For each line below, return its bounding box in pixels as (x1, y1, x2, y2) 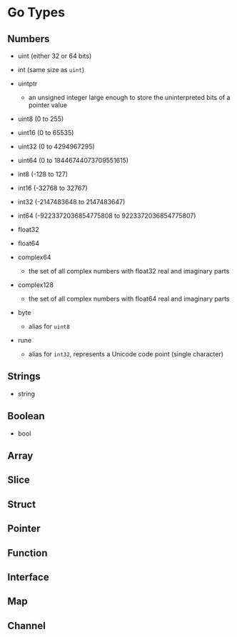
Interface (7, 571, 49, 583)
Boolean (7, 410, 45, 422)
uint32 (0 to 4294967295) (17, 142, 95, 151)
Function (7, 547, 48, 559)
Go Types (7, 4, 66, 21)
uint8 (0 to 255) (17, 115, 64, 123)
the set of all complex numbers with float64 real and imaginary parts (28, 294, 230, 303)
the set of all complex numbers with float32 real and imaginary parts (28, 267, 230, 275)
